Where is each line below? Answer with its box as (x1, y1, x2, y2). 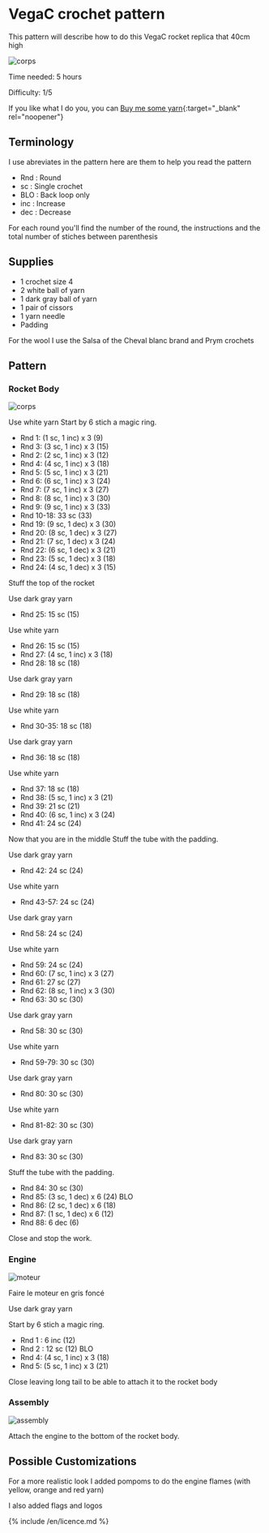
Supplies (8, 255, 54, 269)
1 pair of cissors (19, 302, 74, 312)
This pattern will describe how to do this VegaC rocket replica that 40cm (8, 32, 250, 41)
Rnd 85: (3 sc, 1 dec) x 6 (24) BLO (19, 1192, 134, 1202)
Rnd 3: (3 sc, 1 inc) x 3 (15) (19, 441, 109, 451)
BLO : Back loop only (19, 190, 91, 200)
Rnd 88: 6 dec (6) (19, 1218, 79, 1228)
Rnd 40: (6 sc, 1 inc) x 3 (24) (19, 810, 116, 820)
